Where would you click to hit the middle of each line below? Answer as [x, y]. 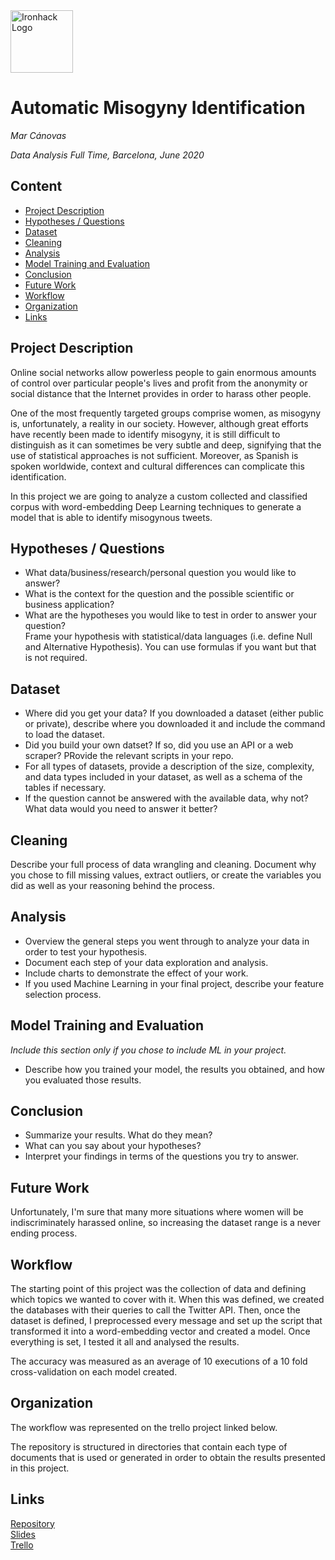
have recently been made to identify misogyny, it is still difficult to [145, 434]
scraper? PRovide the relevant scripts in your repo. [129, 756]
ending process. [44, 1233]
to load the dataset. [64, 735]
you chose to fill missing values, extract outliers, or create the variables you [166, 875]
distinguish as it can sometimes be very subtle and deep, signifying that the [166, 445]
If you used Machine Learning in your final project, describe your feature [174, 983]
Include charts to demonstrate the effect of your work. [136, 973]
